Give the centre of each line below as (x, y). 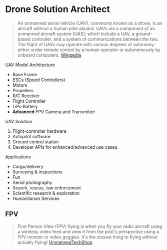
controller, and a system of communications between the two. (95, 39)
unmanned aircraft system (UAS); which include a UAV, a (76, 34)
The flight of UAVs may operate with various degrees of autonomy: (86, 44)
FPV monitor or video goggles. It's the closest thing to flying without (87, 237)
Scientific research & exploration (46, 193)
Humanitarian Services (36, 198)
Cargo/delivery (28, 166)
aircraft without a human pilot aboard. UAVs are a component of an (86, 28)
